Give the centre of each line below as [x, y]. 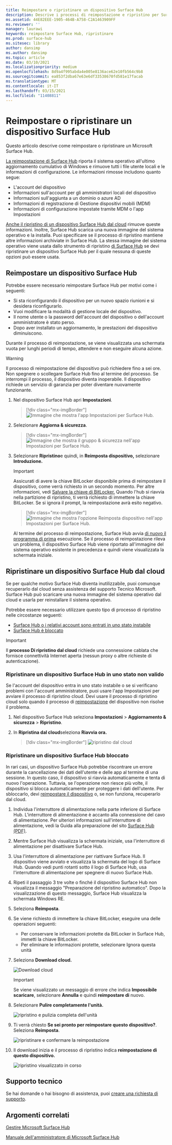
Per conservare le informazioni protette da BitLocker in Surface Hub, [93, 933]
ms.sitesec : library [28, 43]
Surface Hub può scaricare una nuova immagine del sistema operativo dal [83, 594]
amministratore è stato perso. [44, 322]
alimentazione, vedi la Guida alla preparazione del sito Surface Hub [84, 825]
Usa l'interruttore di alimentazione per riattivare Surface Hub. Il [79, 856]
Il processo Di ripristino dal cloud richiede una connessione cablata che [82, 650]
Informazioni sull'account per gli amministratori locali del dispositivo [84, 193]
